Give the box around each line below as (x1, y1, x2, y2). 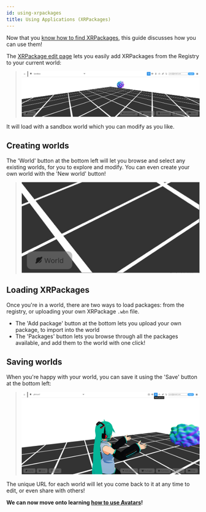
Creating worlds (6, 141, 69, 151)
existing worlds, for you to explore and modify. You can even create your (6, 163, 190, 171)
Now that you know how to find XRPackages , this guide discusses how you (6, 34, 196, 41)
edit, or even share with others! (6, 487, 85, 494)
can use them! (6, 40, 43, 48)
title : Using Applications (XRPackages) (6, 16, 112, 23)
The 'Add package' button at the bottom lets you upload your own (15, 319, 182, 327)
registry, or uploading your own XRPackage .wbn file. (6, 307, 140, 315)
